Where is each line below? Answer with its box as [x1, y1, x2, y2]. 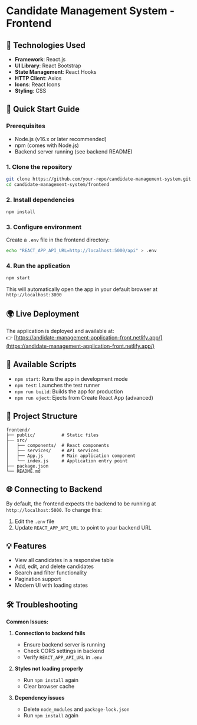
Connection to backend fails [14, 630, 86, 637]
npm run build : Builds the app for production [14, 388, 123, 395]
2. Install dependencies [6, 195, 75, 204]
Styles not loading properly [14, 665, 84, 672]
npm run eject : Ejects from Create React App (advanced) [14, 394, 153, 401]
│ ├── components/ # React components [6, 442, 110, 448]
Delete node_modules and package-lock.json [23, 706, 130, 713]
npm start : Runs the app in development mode [14, 375, 128, 382]
